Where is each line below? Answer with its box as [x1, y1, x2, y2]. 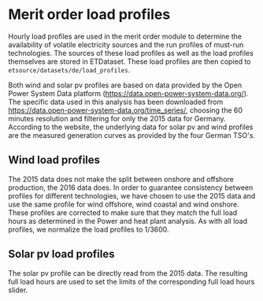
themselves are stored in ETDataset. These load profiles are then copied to [8, 57, 251, 66]
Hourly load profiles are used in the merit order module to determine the [8, 32, 243, 41]
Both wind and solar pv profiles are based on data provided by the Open [8, 80, 243, 90]
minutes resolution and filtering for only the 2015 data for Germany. [8, 113, 226, 123]
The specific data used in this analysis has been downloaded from [8, 97, 224, 106]
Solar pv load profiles [8, 247, 115, 261]
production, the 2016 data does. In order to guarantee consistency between [8, 183, 254, 192]
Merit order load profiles [8, 6, 171, 24]
